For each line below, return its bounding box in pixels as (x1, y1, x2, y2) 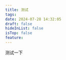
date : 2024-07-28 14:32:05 (5, 16, 61, 21)
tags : (5, 12, 16, 17)
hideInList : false (5, 26, 43, 31)
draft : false (5, 21, 32, 26)
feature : (5, 35, 23, 40)
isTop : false (5, 30, 32, 35)
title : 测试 (5, 7, 28, 12)
